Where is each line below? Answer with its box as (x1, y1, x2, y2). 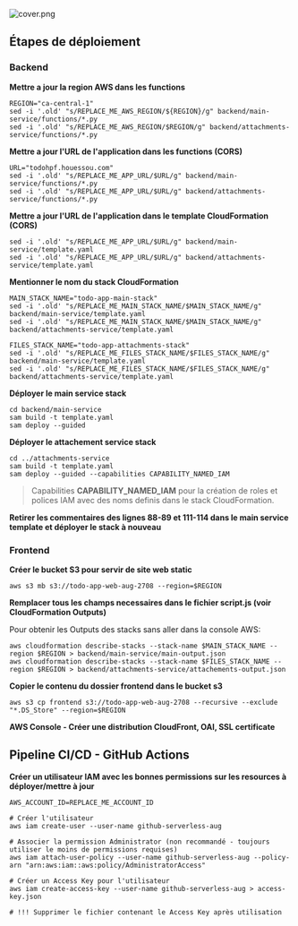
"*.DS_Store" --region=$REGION (9, 706, 126, 715)
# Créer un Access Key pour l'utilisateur (9, 876, 170, 886)
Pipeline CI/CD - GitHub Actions (9, 748, 190, 763)
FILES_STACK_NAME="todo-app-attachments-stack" (9, 340, 191, 349)
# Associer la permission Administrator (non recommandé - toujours (9, 837, 270, 846)
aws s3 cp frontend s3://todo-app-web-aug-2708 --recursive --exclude (9, 698, 278, 707)
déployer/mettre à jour (9, 780, 95, 792)
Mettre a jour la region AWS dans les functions (9, 81, 186, 92)
